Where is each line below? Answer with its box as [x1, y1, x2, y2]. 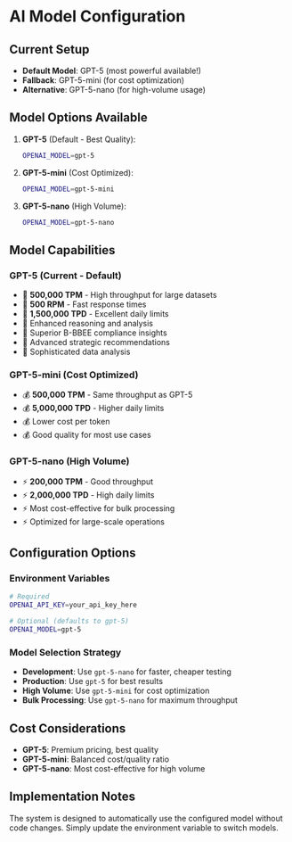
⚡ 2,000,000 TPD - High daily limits [21, 489, 155, 500]
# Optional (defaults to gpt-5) [9, 617, 129, 626]
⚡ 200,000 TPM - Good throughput [21, 475, 154, 487]
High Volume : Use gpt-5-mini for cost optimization [21, 685, 210, 697]
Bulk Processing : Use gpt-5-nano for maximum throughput [21, 695, 239, 706]
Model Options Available [9, 110, 149, 126]
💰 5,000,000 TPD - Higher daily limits [21, 403, 165, 414]
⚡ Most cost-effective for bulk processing [21, 502, 175, 514]
